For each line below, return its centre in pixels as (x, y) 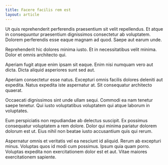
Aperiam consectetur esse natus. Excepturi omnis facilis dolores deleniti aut (84, 79)
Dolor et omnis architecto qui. (36, 55)
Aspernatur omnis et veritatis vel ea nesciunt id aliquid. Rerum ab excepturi (83, 141)
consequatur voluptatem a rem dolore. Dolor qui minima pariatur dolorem (81, 126)
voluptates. (17, 111)
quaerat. (14, 90)
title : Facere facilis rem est (38, 10)
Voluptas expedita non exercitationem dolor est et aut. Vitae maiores (76, 151)
